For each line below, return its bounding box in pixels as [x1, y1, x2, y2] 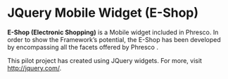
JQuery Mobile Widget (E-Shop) [7, 5, 199, 21]
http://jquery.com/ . [7, 64, 62, 72]
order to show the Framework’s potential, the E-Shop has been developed [7, 35, 222, 43]
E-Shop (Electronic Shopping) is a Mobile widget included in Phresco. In [7, 28, 219, 36]
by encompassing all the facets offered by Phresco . [7, 43, 158, 51]
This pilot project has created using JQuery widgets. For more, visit [7, 56, 203, 64]
